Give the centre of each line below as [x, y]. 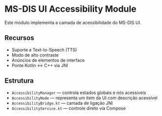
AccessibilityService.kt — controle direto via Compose [69, 108]
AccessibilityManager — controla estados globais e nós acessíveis [79, 93]
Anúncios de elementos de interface [48, 60]
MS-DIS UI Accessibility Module [71, 9]
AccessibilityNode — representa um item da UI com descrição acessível [84, 98]
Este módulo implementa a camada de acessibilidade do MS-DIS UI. [73, 23]
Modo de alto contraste [35, 55]
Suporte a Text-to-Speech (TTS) [44, 49]
